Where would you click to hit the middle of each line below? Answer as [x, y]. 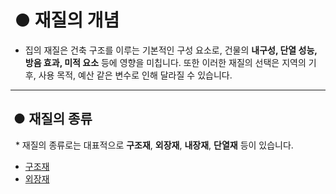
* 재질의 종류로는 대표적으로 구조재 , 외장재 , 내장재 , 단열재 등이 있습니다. [154, 145]
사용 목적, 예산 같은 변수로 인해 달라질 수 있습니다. [135, 75]
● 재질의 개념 [67, 20]
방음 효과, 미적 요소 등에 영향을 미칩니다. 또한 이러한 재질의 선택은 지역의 [165, 62]
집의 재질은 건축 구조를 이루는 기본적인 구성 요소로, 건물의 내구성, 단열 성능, [171, 50]
